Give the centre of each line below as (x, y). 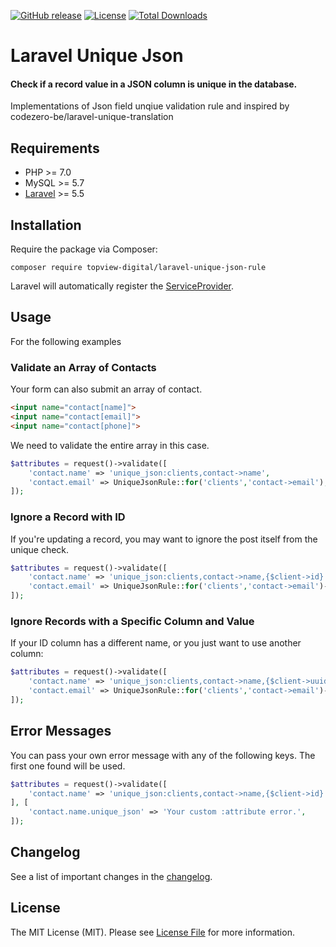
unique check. (40, 549)
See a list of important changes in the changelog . (111, 876)
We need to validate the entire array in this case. (110, 445)
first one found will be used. (68, 766)
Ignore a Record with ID (68, 517)
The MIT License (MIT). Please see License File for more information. (152, 932)
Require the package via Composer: (84, 249)
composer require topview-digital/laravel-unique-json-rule (138, 268)
